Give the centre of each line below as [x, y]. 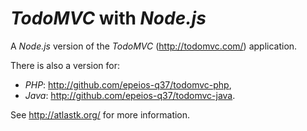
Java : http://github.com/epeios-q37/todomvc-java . [130, 95]
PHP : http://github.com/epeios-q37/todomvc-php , [128, 84]
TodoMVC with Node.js [108, 18]
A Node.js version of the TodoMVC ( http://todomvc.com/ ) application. [154, 46]
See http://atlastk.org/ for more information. [100, 114]
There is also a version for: [65, 65]
